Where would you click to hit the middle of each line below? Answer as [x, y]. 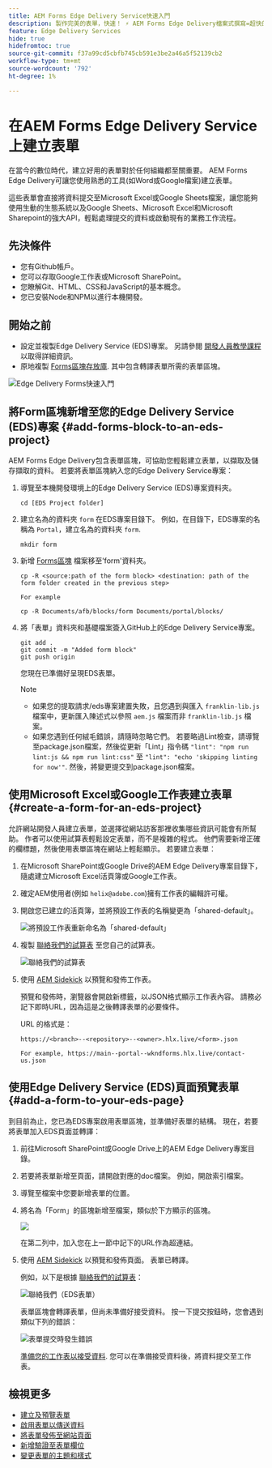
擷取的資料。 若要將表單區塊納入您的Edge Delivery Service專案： [124, 470]
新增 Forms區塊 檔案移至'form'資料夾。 [85, 561]
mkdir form [38, 544]
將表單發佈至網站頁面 [55, 1436]
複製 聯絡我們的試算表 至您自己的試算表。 [89, 945]
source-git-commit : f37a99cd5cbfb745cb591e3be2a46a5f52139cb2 [115, 53]
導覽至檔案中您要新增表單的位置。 [77, 1193]
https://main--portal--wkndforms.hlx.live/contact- [156, 1053]
